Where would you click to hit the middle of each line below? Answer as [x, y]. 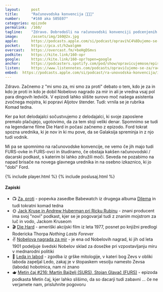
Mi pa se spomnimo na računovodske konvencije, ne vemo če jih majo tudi [79, 146]
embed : [12, 73]
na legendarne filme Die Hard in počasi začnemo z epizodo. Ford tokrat [76, 127]
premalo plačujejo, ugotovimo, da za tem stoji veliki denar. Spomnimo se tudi [81, 121]
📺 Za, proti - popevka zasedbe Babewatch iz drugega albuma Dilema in [84, 199]
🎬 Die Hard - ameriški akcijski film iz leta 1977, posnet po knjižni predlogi [85, 227]
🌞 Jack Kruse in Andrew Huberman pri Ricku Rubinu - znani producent [83, 211]
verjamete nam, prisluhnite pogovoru [49, 285]
